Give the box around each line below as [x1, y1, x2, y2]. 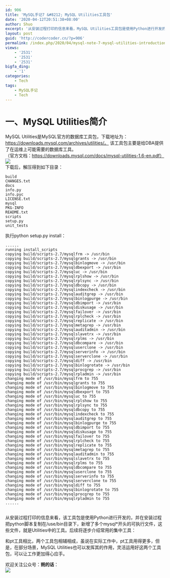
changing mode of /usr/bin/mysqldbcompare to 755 [5, 465, 112, 470]
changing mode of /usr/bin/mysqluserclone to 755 [5, 469, 112, 475]
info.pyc [5, 192, 24, 197]
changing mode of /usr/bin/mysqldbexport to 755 [5, 390, 110, 395]
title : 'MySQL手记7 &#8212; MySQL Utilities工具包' [5, 12, 113, 17]
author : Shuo [5, 21, 33, 27]
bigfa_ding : [5, 64, 30, 69]
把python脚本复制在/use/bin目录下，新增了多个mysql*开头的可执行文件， [5, 521, 158, 527]
